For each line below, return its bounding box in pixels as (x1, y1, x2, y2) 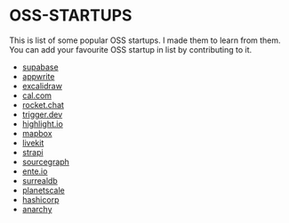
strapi (21, 146, 44, 157)
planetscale (21, 185, 65, 195)
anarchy (21, 203, 52, 214)
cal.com (21, 90, 52, 101)
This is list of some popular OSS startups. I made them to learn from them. (9, 35, 282, 45)
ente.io (21, 166, 48, 177)
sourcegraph (21, 156, 69, 167)
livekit (21, 137, 44, 148)
